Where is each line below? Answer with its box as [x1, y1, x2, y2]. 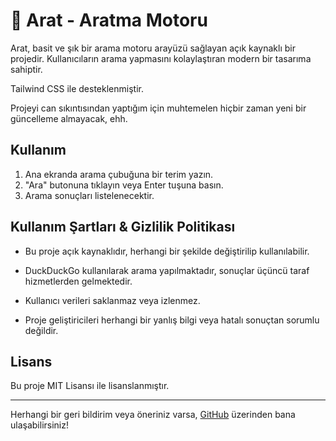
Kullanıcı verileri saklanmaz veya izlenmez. [24, 294, 201, 306]
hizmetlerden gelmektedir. [24, 275, 133, 287]
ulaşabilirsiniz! [10, 419, 69, 431]
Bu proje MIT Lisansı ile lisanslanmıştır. [10, 380, 170, 392]
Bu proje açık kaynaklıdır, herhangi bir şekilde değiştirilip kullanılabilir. [24, 245, 310, 257]
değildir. [24, 324, 59, 336]
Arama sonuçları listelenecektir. [24, 189, 155, 201]
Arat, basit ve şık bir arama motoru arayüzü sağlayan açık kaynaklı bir [10, 42, 296, 54]
